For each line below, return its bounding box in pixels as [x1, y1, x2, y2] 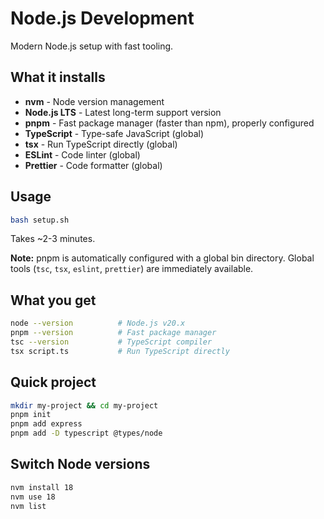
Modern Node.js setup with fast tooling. [10, 40, 174, 52]
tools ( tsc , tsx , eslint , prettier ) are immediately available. [10, 263, 254, 275]
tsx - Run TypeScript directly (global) [24, 138, 178, 150]
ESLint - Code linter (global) [24, 148, 141, 161]
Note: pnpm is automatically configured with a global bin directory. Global [10, 252, 315, 264]
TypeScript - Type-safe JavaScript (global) [24, 127, 204, 139]
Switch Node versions [10, 456, 151, 473]
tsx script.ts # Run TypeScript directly [10, 346, 230, 356]
